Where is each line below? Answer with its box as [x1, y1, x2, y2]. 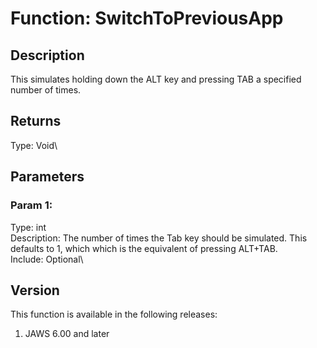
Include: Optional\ [10, 253, 84, 265]
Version [10, 282, 60, 299]
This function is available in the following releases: [10, 308, 218, 321]
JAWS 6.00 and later [24, 328, 110, 340]
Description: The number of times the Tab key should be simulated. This [10, 232, 308, 244]
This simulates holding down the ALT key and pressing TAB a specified [10, 73, 302, 85]
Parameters [10, 168, 85, 186]
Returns [10, 113, 62, 130]
